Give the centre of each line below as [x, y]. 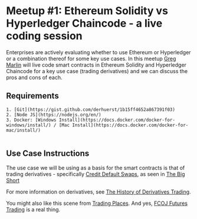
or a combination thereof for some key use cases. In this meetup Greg [91, 58]
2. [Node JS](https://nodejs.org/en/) [54, 115]
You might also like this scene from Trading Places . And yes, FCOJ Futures [97, 203]
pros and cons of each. [34, 77]
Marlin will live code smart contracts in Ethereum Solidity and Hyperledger [96, 65]
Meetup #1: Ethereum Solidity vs [87, 11]
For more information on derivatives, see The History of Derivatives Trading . [98, 192]
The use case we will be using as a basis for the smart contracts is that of [96, 168]
